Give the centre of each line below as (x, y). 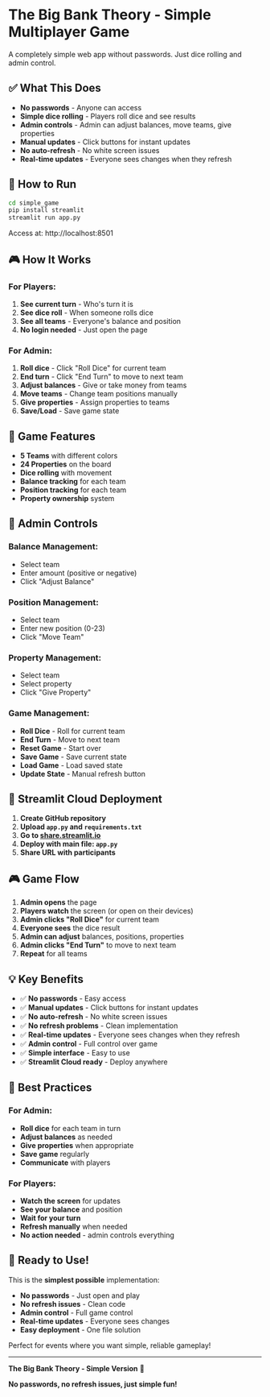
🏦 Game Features (52, 436)
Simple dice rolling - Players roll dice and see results (108, 116)
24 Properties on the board (65, 464)
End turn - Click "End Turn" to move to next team (101, 377)
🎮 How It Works (50, 259)
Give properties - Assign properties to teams (95, 402)
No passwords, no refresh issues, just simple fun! (93, 1384)
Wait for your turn (50, 1217)
